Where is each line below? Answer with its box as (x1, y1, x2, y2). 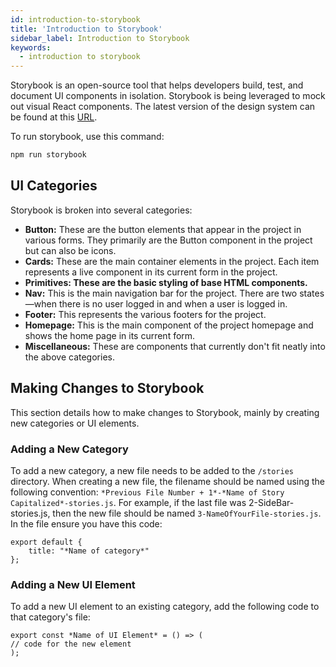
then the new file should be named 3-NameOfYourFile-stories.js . (52, 507, 322, 519)
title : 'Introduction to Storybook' (10, 24, 163, 34)
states (299, 287, 325, 299)
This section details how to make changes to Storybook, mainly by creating (10, 406, 320, 418)
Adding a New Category (10, 442, 129, 456)
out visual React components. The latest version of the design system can (10, 101, 316, 113)
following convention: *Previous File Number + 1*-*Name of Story (10, 486, 285, 498)
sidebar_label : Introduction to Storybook (10, 33, 190, 43)
